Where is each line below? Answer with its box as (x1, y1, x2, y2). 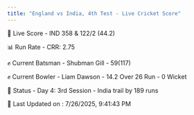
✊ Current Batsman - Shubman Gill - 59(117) (7, 59, 132, 67)
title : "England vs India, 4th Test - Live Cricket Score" (7, 10, 182, 17)
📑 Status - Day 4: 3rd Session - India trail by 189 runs (7, 86, 159, 94)
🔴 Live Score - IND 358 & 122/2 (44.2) (7, 29, 116, 37)
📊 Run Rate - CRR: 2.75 (7, 43, 75, 51)
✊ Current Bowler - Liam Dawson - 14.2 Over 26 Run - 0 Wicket (7, 72, 187, 81)
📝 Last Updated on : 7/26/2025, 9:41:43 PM (7, 99, 132, 107)
